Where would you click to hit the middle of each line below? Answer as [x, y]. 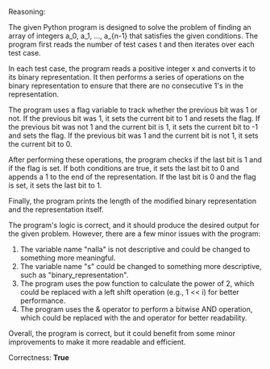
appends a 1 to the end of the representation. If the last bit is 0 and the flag [132, 177]
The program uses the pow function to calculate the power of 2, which [137, 284]
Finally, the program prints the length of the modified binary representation [132, 201]
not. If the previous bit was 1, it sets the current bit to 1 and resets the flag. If [134, 118]
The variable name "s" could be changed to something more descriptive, [141, 266]
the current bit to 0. [40, 144]
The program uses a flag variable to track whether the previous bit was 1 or [133, 110]
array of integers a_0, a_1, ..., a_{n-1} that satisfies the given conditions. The [133, 36]
